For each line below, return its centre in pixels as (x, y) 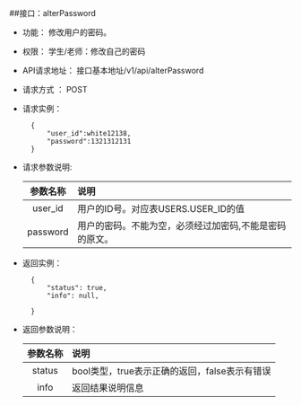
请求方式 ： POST (55, 89)
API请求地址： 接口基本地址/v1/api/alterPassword (113, 71)
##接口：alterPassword (53, 13)
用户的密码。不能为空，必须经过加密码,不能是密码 (182, 225)
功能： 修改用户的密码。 (67, 32)
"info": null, (73, 296)
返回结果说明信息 (107, 388)
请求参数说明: (47, 167)
